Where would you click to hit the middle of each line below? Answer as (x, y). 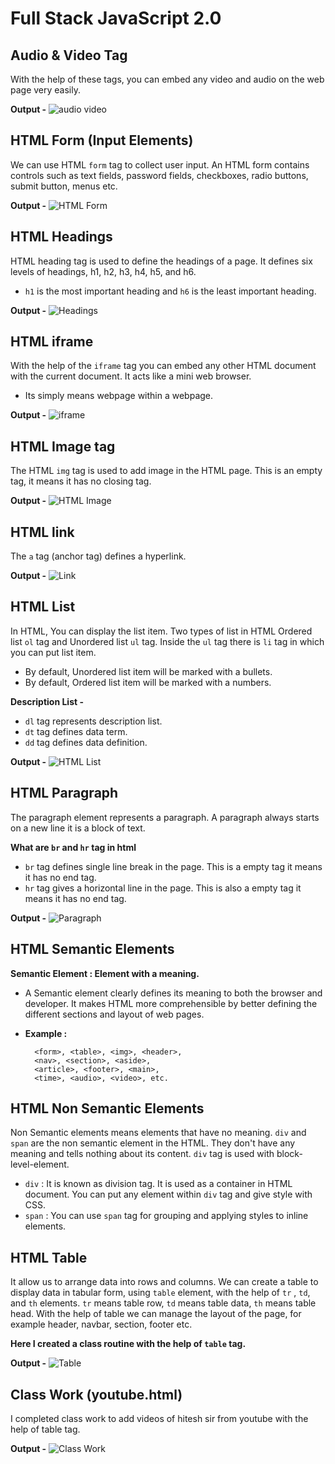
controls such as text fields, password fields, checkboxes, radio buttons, (159, 175)
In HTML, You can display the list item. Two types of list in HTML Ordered (161, 631)
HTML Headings (61, 237)
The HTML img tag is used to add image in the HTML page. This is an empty (166, 471)
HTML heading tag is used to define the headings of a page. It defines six (161, 261)
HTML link (42, 532)
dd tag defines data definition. (86, 742)
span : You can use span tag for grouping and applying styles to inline (166, 1216)
